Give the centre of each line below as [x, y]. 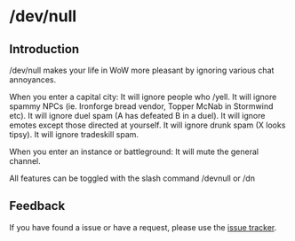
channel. [25, 161]
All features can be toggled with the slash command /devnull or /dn [132, 178]
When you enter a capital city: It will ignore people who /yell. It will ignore [143, 97]
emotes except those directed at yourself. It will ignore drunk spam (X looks [147, 125]
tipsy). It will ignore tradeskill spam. [74, 134]
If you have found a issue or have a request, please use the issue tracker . [143, 227]
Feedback [37, 206]
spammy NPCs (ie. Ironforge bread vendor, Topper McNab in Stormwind [141, 106]
